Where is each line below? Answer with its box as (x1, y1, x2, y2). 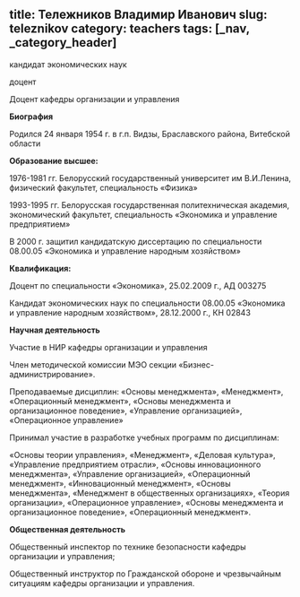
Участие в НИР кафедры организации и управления (9, 342, 208, 352)
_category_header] (9, 35, 117, 50)
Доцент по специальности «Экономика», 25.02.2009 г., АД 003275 (9, 280, 267, 290)
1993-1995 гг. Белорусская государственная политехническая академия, (9, 199, 290, 210)
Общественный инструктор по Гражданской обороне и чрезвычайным (9, 568, 282, 579)
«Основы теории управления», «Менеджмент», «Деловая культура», (9, 449, 276, 460)
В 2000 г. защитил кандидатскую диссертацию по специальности (9, 236, 262, 247)
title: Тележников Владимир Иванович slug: (9, 7, 268, 22)
